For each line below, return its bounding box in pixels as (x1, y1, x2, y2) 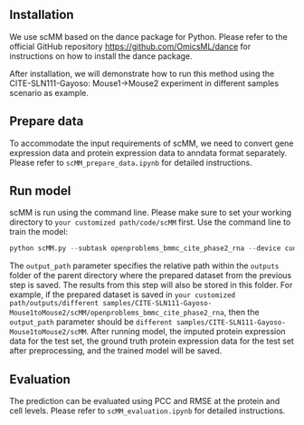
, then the (223, 307, 260, 318)
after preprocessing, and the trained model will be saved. (9, 345, 223, 356)
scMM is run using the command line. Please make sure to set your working (9, 208, 292, 218)
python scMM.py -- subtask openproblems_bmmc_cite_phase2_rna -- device (9, 244, 281, 253)
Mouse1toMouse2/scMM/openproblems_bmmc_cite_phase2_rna (9, 308, 224, 318)
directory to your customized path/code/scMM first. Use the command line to (9, 217, 291, 227)
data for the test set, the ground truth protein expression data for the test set (9, 335, 294, 347)
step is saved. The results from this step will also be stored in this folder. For (9, 280, 293, 291)
